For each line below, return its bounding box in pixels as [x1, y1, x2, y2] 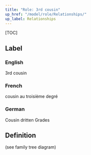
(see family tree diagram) [5, 144, 57, 150]
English [5, 59, 24, 65]
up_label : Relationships [5, 16, 56, 21]
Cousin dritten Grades [5, 117, 50, 123]
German [5, 106, 25, 113]
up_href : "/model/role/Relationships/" [5, 12, 87, 17]
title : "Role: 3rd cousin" [5, 7, 61, 12]
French [5, 82, 23, 89]
